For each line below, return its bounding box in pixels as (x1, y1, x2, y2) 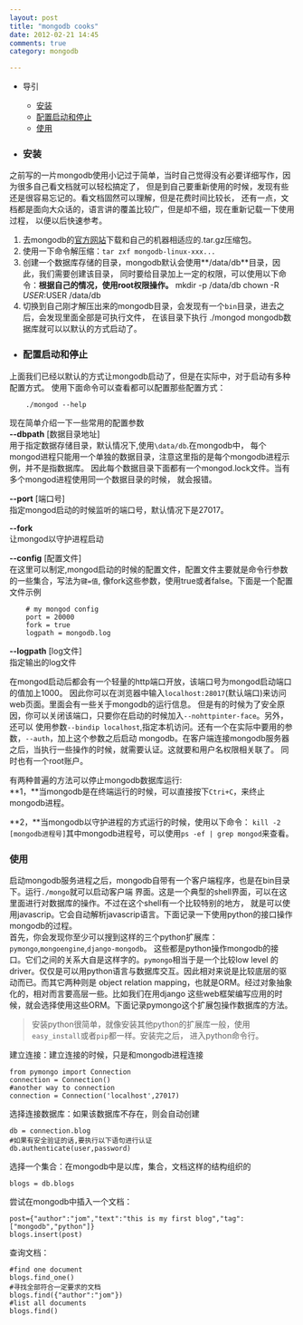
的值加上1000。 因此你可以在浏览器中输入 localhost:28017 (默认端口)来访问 (9, 687, 287, 698)
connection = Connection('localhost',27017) (9, 1091, 180, 1101)
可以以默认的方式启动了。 (46, 324, 142, 334)
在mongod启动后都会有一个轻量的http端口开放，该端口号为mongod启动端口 (9, 676, 292, 687)
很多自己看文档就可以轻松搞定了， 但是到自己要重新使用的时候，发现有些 (16, 181, 289, 192)
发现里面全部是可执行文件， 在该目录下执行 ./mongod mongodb (46, 312, 284, 323)
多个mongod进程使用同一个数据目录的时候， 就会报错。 (9, 473, 217, 485)
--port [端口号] (9, 493, 65, 504)
